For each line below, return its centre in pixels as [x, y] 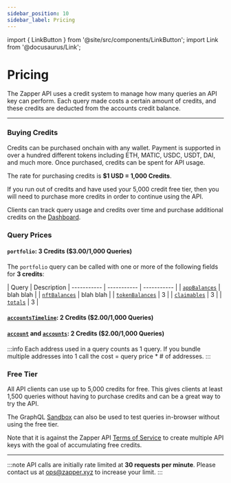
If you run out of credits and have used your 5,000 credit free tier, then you [113, 189]
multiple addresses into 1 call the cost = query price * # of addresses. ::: [109, 356]
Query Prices [30, 235]
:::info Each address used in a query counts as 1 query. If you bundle [104, 349]
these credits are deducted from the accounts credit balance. [94, 108]
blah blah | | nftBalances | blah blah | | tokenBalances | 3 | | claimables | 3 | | [114, 294]
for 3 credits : [26, 274]
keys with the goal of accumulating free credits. [75, 444]
